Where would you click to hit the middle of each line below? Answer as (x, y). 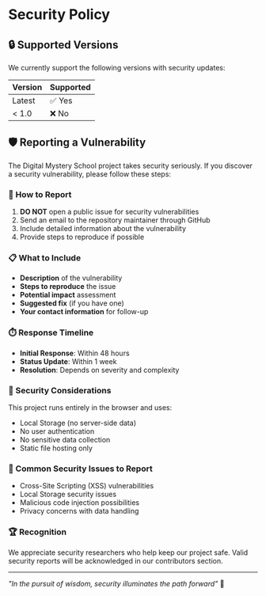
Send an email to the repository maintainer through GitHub (115, 220)
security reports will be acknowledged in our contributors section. (116, 560)
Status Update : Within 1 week (68, 361)
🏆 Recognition (38, 532)
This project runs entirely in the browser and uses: (90, 408)
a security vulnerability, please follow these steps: (90, 174)
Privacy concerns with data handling (79, 511)
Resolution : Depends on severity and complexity (99, 370)
